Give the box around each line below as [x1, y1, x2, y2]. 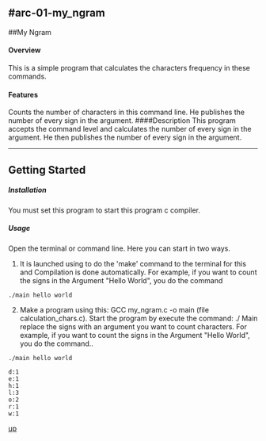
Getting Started [8, 163, 86, 177]
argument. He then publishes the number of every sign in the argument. [8, 132, 242, 142]
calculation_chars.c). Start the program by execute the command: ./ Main [19, 313, 258, 323]
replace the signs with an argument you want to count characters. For [19, 321, 247, 332]
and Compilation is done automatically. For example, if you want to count [19, 267, 257, 277]
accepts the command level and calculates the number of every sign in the [8, 125, 252, 134]
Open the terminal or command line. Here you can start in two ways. [8, 244, 231, 253]
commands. [8, 71, 47, 82]
